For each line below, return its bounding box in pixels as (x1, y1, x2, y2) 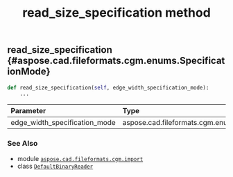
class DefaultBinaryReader (17, 162, 94, 170)
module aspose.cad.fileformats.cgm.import (17, 154, 144, 162)
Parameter (10, 106, 46, 116)
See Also (7, 139, 38, 149)
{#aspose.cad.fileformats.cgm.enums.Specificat (7, 55, 225, 67)
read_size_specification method (21, 5, 212, 21)
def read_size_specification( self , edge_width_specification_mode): (7, 84, 209, 91)
